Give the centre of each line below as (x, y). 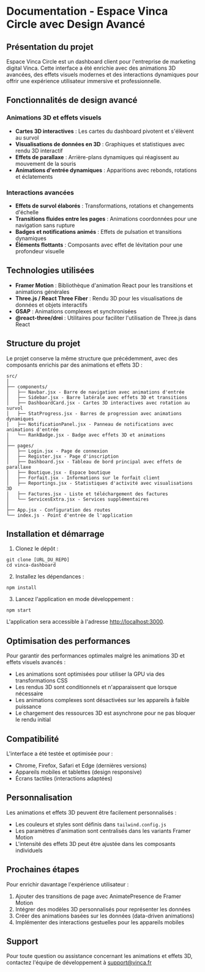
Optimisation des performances (68, 641)
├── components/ (27, 387)
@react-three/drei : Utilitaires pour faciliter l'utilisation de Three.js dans (106, 318)
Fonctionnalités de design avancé (72, 100)
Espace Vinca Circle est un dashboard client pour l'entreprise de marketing (101, 62)
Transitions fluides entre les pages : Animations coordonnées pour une (106, 219)
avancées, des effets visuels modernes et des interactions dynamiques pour (102, 74)
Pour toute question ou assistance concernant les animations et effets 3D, (99, 956)
